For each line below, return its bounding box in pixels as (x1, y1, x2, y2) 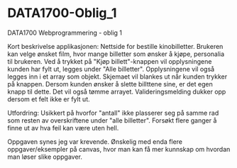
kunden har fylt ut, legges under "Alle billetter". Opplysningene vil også (7, 65, 215, 73)
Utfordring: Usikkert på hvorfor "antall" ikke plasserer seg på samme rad (7, 108, 219, 117)
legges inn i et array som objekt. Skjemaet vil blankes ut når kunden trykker (7, 72, 228, 81)
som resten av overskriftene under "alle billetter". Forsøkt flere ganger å (7, 116, 217, 125)
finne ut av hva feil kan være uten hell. (7, 123, 119, 132)
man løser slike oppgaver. (7, 152, 83, 161)
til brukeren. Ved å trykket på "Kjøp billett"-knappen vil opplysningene (7, 57, 212, 65)
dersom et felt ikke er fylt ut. (7, 94, 90, 103)
